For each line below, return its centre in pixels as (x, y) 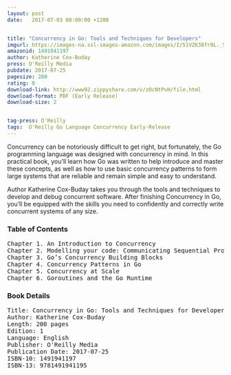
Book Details (29, 296)
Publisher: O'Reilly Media (53, 345)
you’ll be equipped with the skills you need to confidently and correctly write (115, 204)
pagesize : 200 (27, 76)
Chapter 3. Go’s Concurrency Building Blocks (85, 258)
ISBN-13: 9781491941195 (47, 366)
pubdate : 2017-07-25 (37, 70)
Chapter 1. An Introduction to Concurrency (81, 244)
